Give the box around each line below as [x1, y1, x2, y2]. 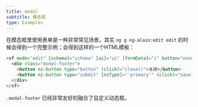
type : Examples [6, 19, 44, 25]
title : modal [6, 8, 38, 15]
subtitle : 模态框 [6, 14, 46, 20]
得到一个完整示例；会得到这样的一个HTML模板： [16, 44, 135, 51]
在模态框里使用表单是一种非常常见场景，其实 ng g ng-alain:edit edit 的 [6, 36, 184, 44]
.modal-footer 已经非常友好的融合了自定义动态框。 [6, 94, 130, 101]
